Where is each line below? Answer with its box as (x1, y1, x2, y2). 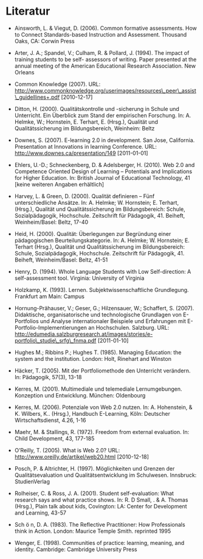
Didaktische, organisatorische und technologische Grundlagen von (14, 311, 182, 318)
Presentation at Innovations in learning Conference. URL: (14, 143, 157, 150)
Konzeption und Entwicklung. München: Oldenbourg (14, 391, 146, 399)
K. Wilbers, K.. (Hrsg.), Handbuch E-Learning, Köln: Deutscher (14, 410, 171, 417)
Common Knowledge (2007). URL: (14, 80, 101, 88)
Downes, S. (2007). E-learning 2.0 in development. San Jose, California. (14, 136, 195, 144)
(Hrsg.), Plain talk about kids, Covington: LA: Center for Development (14, 502, 187, 510)
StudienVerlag (14, 477, 50, 485)
